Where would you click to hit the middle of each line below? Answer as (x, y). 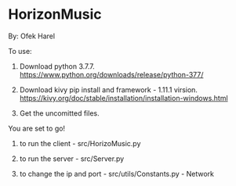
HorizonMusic (55, 14)
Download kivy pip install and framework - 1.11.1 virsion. (109, 89)
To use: (20, 51)
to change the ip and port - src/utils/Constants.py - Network (116, 173)
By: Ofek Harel (32, 36)
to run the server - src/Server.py (72, 159)
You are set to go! (36, 128)
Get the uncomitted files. (59, 113)
